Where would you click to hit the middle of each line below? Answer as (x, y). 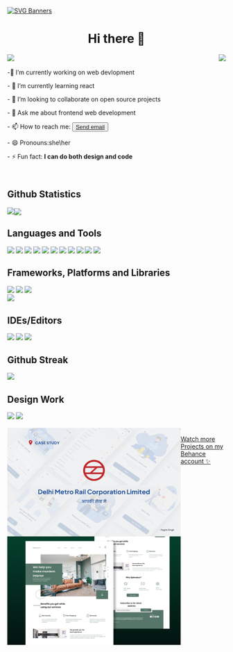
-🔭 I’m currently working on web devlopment (71, 72)
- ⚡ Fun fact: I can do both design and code (70, 156)
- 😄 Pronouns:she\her (39, 142)
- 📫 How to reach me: (39, 126)
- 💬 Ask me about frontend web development (72, 112)
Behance (193, 453)
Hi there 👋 (116, 39)
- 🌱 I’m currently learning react (51, 85)
